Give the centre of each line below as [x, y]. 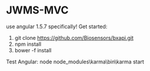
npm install [28, 44]
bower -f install [33, 50]
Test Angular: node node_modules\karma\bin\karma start [75, 62]
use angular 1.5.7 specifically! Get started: [57, 26]
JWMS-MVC [37, 10]
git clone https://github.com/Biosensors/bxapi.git [74, 38]
